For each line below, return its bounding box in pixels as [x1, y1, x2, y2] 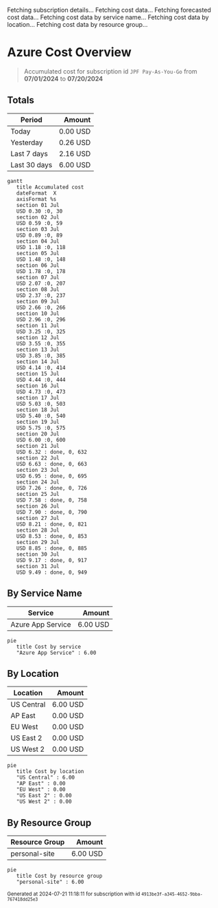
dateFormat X [16, 189, 57, 197]
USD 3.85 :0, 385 [16, 352, 66, 359]
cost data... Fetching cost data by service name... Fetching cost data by [7, 13, 209, 21]
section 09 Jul [16, 298, 60, 305]
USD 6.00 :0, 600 [16, 436, 66, 443]
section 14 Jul [16, 358, 60, 365]
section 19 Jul [16, 418, 60, 425]
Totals [7, 94, 34, 106]
